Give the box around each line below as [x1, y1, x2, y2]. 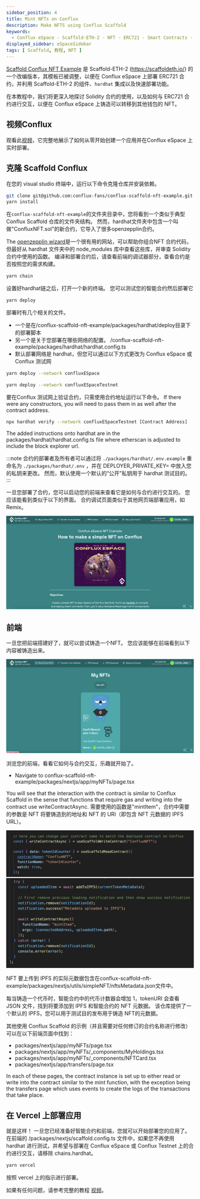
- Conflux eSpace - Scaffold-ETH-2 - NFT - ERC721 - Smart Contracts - [11, 35, 193, 41]
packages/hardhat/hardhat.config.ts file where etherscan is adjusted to [6, 436, 181, 443]
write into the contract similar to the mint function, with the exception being [6, 1079, 190, 1086]
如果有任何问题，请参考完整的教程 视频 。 [6, 1186, 107, 1194]
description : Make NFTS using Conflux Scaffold [6, 22, 127, 28]
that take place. [6, 1092, 45, 1099]
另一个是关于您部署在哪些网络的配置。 [14, 337, 109, 343]
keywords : [6, 29, 31, 35]
